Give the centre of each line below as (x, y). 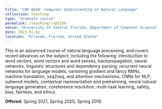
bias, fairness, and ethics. (31, 92)
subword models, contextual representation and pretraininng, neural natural (81, 81)
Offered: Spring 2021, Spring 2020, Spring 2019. (54, 101)
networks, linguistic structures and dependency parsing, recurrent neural (78, 66)
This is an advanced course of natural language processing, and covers (77, 50)
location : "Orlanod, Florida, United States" (52, 37)
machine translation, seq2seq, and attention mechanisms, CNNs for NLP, (78, 76)
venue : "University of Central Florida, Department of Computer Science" (81, 28)
